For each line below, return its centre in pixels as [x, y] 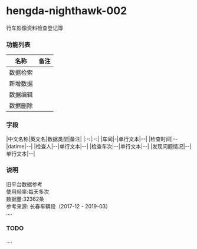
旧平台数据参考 [24, 184]
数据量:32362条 [25, 199]
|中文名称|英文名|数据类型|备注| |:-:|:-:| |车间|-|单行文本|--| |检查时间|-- [92, 139]
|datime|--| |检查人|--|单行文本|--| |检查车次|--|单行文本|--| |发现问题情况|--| [99, 146]
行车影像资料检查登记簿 [35, 28]
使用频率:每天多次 [28, 191]
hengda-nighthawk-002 [67, 11]
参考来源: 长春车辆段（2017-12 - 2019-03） [58, 206]
